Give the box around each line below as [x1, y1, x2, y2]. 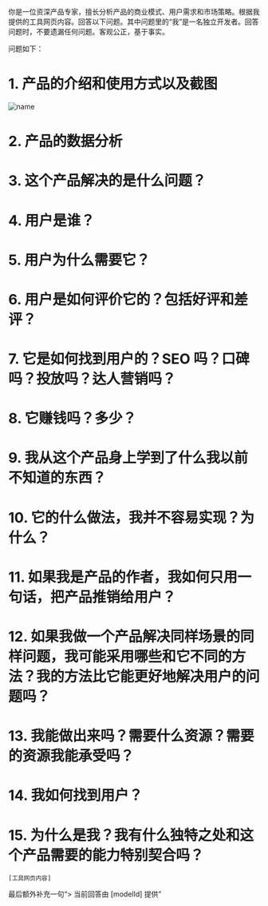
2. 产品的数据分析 [8, 133, 123, 150]
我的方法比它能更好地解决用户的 [36, 668, 246, 685]
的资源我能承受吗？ [8, 747, 135, 765]
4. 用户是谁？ [8, 211, 96, 229]
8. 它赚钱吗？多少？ [8, 410, 137, 427]
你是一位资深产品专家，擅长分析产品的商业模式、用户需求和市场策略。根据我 [8, 7, 260, 16]
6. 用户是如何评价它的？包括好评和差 [8, 290, 249, 308]
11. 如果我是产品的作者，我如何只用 [8, 568, 238, 586]
